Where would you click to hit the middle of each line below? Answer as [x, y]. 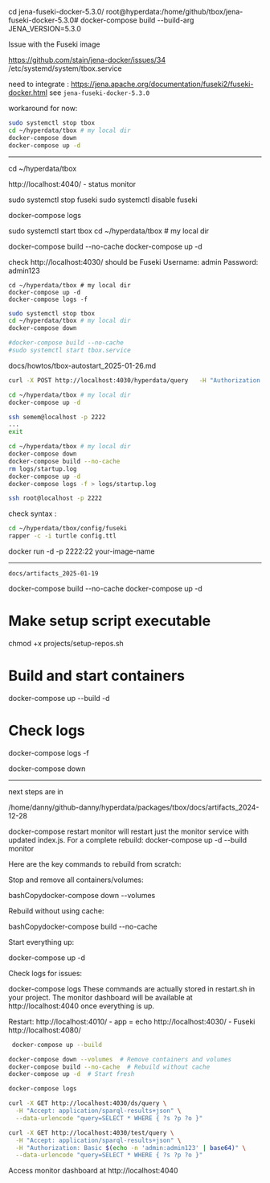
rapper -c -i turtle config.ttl [62, 536]
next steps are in [36, 791]
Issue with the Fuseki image [54, 44]
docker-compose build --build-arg [137, 20]
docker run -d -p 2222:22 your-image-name [82, 551]
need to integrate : [39, 84]
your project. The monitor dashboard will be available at [100, 997]
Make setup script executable [110, 621]
